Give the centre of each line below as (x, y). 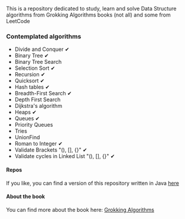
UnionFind (27, 137)
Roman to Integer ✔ (39, 144)
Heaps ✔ (25, 112)
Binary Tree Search (38, 62)
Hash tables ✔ (32, 87)
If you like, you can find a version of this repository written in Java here (92, 183)
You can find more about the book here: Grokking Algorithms (80, 210)
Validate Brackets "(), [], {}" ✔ (51, 150)
